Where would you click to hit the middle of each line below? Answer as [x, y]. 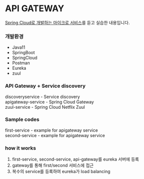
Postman [21, 63]
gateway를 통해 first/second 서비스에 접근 [53, 165]
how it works [21, 148]
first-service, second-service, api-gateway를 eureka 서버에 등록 [76, 159]
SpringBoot [23, 53]
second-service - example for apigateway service [55, 135]
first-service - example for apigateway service [52, 130]
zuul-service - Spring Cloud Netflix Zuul [45, 107]
